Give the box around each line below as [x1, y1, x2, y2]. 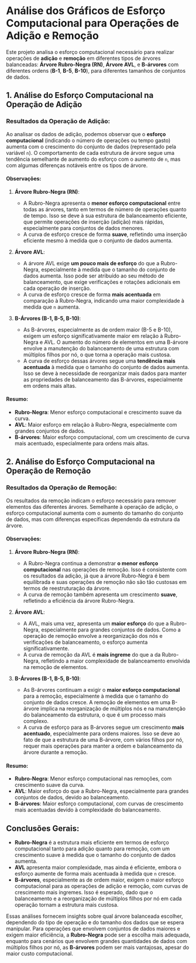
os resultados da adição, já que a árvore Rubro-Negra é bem [23, 572, 170, 579]
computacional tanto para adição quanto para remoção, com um [14, 845, 170, 852]
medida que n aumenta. [23, 303, 80, 310]
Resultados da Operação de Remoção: [6, 484, 117, 492]
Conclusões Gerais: [6, 823, 80, 833]
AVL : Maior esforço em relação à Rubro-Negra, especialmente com [14, 421, 177, 428]
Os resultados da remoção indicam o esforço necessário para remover [6, 497, 177, 504]
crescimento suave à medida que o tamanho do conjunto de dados [14, 851, 176, 858]
